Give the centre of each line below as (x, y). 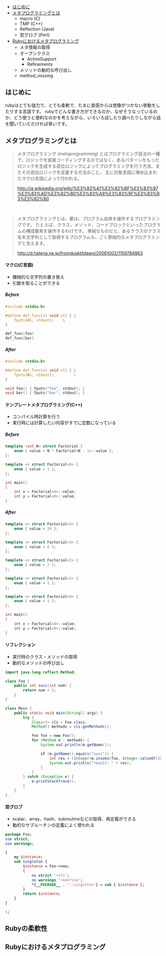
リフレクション (20, 645)
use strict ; (17, 839)
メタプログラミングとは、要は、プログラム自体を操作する (76, 218)
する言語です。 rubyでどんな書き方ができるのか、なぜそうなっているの (85, 111)
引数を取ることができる (36, 283)
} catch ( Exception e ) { (48, 777)
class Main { (19, 708)
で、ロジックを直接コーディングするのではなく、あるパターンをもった (88, 160)
